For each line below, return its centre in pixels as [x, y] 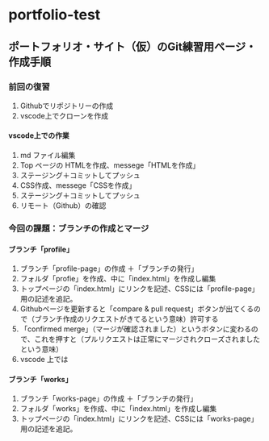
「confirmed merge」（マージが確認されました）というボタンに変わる [136, 329]
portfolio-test [55, 15]
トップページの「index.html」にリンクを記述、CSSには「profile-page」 [139, 289]
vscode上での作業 [39, 135]
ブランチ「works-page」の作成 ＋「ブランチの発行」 [109, 399]
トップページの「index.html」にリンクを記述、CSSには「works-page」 [139, 419]
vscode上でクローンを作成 [64, 115]
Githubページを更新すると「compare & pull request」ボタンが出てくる [137, 309]
